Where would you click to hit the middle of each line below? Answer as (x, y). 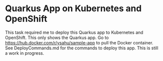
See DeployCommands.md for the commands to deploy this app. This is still (82, 48)
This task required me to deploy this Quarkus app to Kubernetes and (74, 32)
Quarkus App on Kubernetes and (73, 9)
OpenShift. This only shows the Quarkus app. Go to (57, 38)
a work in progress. (25, 53)
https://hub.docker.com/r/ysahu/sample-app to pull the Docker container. (79, 42)
